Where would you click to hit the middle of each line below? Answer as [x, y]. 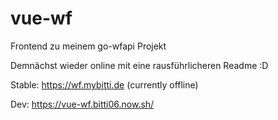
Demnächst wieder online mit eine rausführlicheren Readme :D [139, 65]
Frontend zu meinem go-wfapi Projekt [88, 46]
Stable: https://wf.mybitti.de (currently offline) [104, 84]
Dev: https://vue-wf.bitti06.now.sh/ [82, 104]
